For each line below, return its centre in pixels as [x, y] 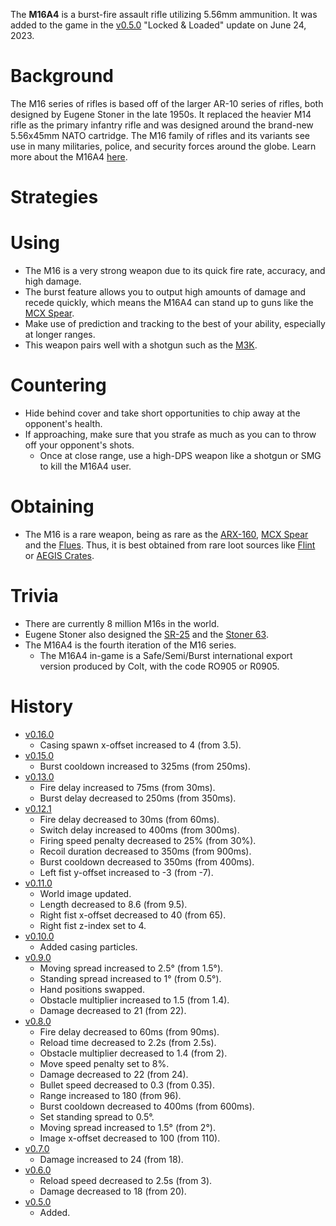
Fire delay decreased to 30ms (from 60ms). [129, 819]
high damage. [53, 281]
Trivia [34, 596]
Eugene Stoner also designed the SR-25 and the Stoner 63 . [146, 634]
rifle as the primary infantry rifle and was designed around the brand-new [162, 125]
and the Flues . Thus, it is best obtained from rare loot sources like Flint [170, 545]
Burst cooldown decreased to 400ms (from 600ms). [147, 1106]
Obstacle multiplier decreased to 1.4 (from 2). [133, 1053]
